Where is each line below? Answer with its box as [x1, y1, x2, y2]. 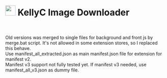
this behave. [5, 45, 32, 51]
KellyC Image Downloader [17, 7, 130, 18]
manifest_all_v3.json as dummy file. [5, 67, 79, 73]
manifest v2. [5, 56, 32, 62]
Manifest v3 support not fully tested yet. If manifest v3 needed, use [5, 61, 147, 67]
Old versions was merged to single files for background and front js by [5, 34, 153, 40]
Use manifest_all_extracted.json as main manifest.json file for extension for [5, 50, 162, 57]
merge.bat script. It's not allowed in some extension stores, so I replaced [5, 40, 158, 46]
